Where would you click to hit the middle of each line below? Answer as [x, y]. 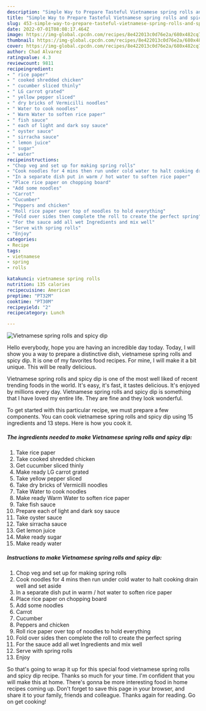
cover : [15, 46]
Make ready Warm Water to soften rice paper [73, 498]
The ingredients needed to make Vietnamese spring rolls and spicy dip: [100, 437]
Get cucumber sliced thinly [50, 466]
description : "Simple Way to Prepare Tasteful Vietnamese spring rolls [100, 12]
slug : [14, 23]
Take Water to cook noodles [51, 492]
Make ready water [39, 543]
